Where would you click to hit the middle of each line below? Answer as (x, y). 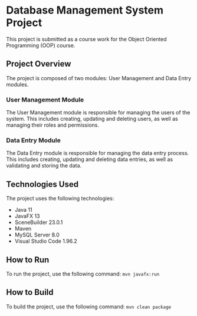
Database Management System (85, 10)
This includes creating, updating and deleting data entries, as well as (89, 159)
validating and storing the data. (44, 166)
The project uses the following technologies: (60, 199)
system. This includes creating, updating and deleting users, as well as (92, 119)
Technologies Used (42, 184)
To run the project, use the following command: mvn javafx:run (83, 274)
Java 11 (23, 210)
